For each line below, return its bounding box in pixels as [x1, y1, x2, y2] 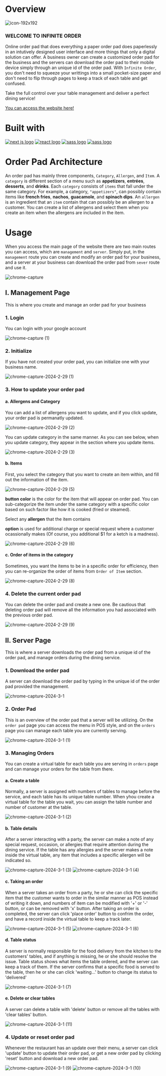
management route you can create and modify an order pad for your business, [5, 254, 161, 260]
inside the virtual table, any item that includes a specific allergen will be [5, 852, 151, 858]
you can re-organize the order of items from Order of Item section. [5, 568, 143, 574]
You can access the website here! [5, 105, 74, 111]
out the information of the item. [5, 476, 68, 482]
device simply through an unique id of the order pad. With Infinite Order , [5, 65, 157, 71]
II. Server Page [5, 636, 51, 644]
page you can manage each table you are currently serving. [5, 727, 127, 733]
